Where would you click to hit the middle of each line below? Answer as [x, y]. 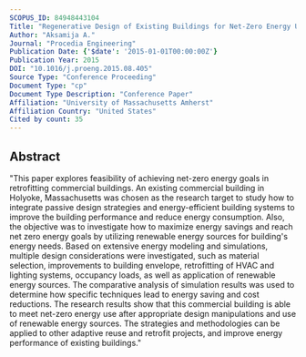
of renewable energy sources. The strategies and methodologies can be [145, 323]
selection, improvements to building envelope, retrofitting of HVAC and [142, 265]
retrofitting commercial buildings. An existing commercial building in [137, 188]
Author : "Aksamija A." [52, 35]
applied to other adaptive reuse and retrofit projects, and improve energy [146, 332]
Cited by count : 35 [46, 119]
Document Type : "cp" [49, 86]
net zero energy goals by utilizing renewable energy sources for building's [149, 236]
